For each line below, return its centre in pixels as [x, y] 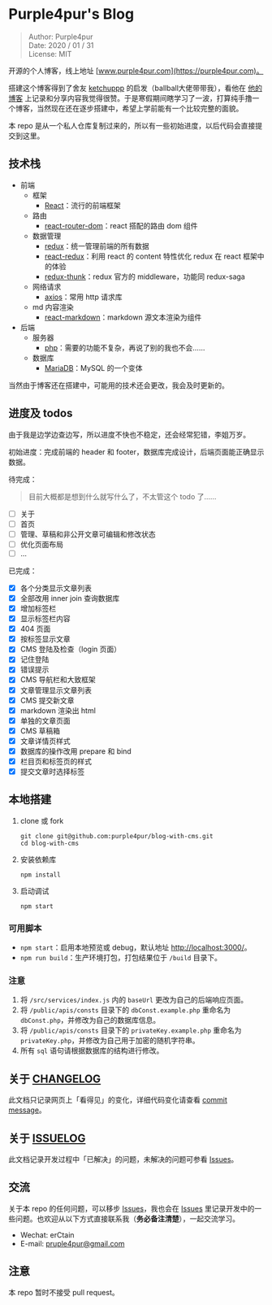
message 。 [27, 1110]
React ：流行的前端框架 [82, 205]
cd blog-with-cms [50, 843]
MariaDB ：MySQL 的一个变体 [93, 368]
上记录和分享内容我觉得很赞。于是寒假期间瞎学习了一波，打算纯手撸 [138, 98]
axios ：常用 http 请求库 [83, 297]
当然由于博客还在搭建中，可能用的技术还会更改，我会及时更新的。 [119, 385]
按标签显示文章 [45, 639]
